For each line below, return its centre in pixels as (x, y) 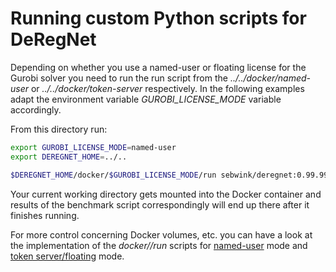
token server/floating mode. (67, 256)
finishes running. (45, 215)
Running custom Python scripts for (158, 18)
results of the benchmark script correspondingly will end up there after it (160, 204)
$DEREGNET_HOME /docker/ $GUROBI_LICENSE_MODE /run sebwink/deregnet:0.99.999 (171, 175)
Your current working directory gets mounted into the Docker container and (166, 194)
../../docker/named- (270, 78)
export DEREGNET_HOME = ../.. (69, 157)
